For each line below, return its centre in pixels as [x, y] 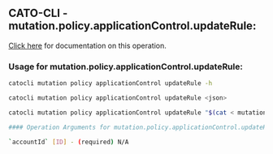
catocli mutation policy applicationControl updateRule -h [110, 83]
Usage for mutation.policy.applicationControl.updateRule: [126, 66]
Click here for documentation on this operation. [87, 45]
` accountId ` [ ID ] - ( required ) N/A [69, 142]
